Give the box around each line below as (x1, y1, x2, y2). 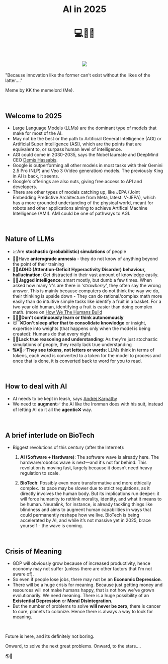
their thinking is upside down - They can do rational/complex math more (12, 293, 162, 299)
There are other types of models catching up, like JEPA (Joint (12, 189, 140, 195)
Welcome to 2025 (5, 112, 62, 120)
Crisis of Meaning (5, 547, 62, 555)
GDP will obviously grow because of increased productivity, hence (12, 560, 151, 566)
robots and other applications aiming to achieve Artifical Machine (12, 205, 148, 211)
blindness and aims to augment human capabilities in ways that (20, 507, 152, 513)
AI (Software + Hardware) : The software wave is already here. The (20, 454, 159, 460)
